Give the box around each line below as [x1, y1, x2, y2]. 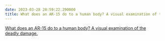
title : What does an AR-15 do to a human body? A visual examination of [5, 12, 157, 17]
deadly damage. [5, 30, 38, 36]
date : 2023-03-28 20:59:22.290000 [5, 7, 76, 12]
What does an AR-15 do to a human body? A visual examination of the [5, 25, 146, 31]
